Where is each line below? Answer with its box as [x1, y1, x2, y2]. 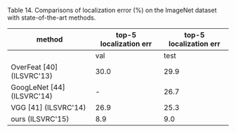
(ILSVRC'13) [11, 71, 53, 80]
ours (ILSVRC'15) [11, 114, 70, 124]
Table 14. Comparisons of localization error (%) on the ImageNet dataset [7, 6, 217, 14]
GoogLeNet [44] [11, 82, 65, 92]
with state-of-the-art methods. [7, 13, 96, 22]
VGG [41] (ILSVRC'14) [11, 103, 86, 112]
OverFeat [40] [11, 63, 58, 72]
